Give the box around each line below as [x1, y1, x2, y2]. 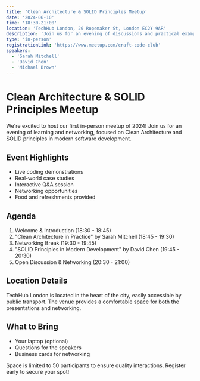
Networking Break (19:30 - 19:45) [14, 239, 97, 247]
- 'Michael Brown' [11, 64, 58, 70]
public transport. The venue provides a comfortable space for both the [6, 298, 180, 305]
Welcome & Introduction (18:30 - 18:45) [14, 226, 111, 233]
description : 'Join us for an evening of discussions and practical [6, 31, 180, 37]
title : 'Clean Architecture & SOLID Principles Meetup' [6, 8, 148, 15]
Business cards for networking [14, 350, 90, 357]
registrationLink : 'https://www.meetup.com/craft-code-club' [6, 42, 161, 48]
